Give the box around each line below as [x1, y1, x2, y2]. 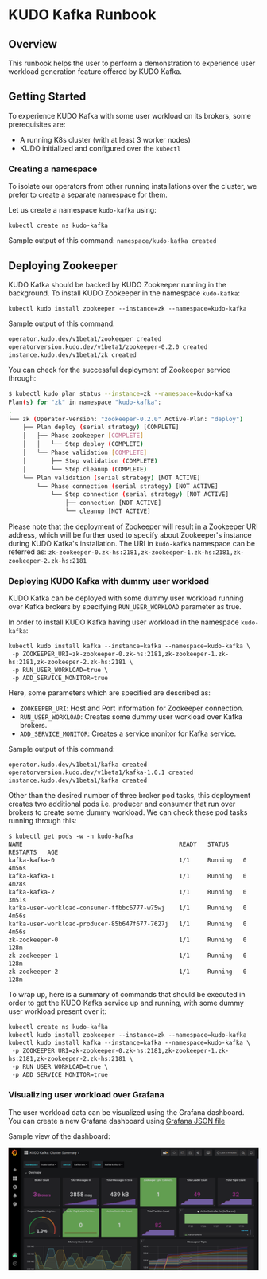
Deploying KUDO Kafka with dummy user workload [8, 575, 209, 586]
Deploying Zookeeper [8, 259, 118, 272]
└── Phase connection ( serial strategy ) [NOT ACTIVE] [37, 482, 219, 491]
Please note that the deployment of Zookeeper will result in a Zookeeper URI [8, 522, 258, 531]
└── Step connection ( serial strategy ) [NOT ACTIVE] [50, 491, 229, 499]
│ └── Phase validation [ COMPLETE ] [22, 448, 148, 457]
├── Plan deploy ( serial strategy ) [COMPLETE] [22, 424, 180, 432]
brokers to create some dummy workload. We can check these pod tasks [8, 808, 248, 817]
